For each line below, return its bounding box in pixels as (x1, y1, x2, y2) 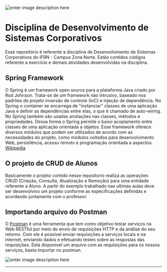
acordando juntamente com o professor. (5, 193, 88, 199)
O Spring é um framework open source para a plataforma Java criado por (5, 87, 156, 93)
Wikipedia (5, 145, 26, 151)
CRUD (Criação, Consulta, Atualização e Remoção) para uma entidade (5, 177, 149, 183)
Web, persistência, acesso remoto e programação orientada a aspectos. (5, 139, 153, 146)
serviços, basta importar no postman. (5, 247, 82, 253)
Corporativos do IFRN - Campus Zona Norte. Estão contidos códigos (5, 54, 146, 60)
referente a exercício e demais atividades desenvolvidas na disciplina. (5, 59, 148, 65)
